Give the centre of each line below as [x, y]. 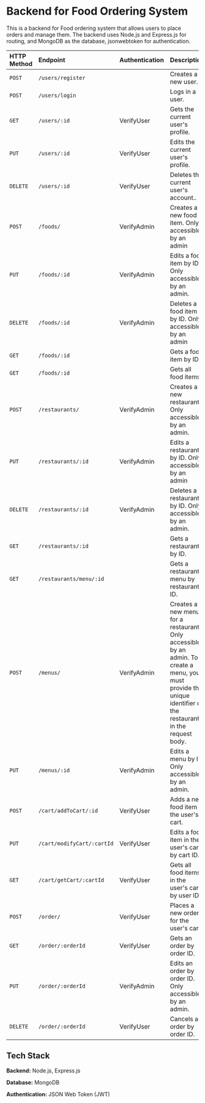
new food [183, 215]
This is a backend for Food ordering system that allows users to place [94, 28]
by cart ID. [185, 855]
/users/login [57, 95]
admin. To [184, 657]
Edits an [182, 963]
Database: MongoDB [33, 1082]
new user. [184, 82]
